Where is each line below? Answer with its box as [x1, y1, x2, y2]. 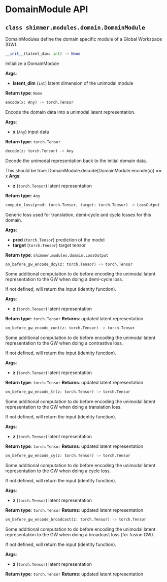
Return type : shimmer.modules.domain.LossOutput [5, 252, 109, 258]
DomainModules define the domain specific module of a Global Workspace [5, 36, 162, 42]
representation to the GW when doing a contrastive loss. [5, 340, 123, 346]
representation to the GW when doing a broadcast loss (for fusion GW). [5, 531, 155, 537]
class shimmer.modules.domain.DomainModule [5, 24, 146, 31]
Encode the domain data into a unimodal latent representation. [5, 109, 136, 115]
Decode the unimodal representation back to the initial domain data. [5, 158, 147, 164]
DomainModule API [5, 4, 88, 15]
